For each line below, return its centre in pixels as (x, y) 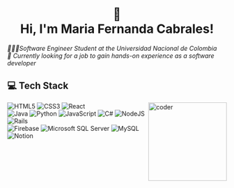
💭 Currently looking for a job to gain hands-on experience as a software (111, 56)
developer (22, 63)
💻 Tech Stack (38, 86)
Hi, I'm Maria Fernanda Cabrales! (117, 29)
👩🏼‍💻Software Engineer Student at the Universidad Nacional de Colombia (112, 48)
